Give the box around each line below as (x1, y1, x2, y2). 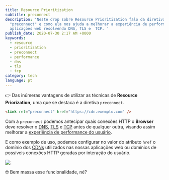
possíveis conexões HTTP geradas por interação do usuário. (5, 150, 131, 156)
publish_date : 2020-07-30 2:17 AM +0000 (5, 31, 92, 36)
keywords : (5, 36, 26, 41)
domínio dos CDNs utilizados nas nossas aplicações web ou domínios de (5, 144, 157, 150)
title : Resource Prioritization (5, 7, 73, 13)
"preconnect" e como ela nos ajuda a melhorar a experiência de (10, 21, 147, 27)
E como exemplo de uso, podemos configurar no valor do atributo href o (5, 139, 156, 145)
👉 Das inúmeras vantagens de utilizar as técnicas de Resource (5, 92, 138, 98)
